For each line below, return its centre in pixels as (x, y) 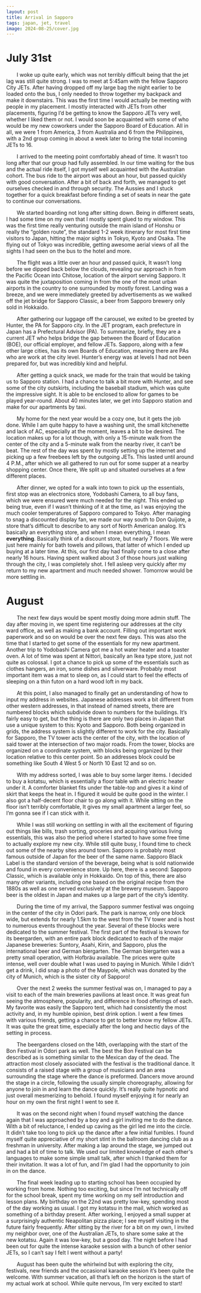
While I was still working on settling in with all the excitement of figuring (105, 825)
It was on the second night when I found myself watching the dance (100, 1114)
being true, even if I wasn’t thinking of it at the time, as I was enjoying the (96, 507)
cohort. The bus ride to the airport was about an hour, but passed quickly (96, 176)
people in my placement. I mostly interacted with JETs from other (86, 107)
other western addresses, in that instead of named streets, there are (90, 706)
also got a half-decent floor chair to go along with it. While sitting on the (95, 800)
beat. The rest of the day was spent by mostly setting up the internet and (96, 451)
